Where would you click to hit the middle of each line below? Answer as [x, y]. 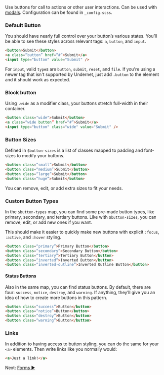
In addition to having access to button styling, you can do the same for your [82, 344]
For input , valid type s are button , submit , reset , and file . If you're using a [80, 69]
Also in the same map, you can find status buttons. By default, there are [78, 287]
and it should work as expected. [38, 79]
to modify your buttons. [41, 156]
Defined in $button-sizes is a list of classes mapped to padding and [74, 150]
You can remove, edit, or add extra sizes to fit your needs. [64, 188]
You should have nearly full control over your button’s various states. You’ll [81, 36]
